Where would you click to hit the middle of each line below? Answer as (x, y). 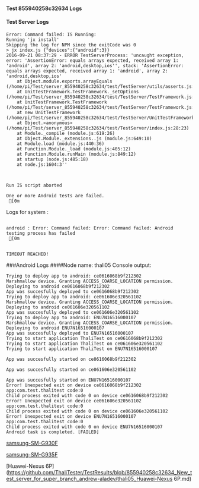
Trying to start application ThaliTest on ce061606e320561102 (84, 344)
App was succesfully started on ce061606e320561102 (71, 369)
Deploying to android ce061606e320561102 (58, 307)
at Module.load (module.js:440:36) (61, 144)
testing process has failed (41, 233)
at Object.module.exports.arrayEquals (65, 81)
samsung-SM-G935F (32, 454)
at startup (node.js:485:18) (53, 159)
